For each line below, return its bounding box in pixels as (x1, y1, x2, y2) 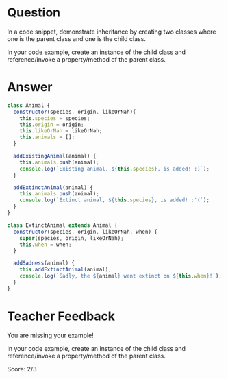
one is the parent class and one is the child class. (7, 34, 146, 42)
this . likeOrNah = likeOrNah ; (19, 127, 103, 134)
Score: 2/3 (7, 365, 37, 373)
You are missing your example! (7, 331, 94, 339)
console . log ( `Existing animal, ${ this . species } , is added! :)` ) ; (19, 165, 210, 172)
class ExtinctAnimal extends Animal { (7, 221, 118, 229)
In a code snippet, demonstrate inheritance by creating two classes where (7, 27, 216, 36)
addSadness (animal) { (13, 260, 75, 267)
